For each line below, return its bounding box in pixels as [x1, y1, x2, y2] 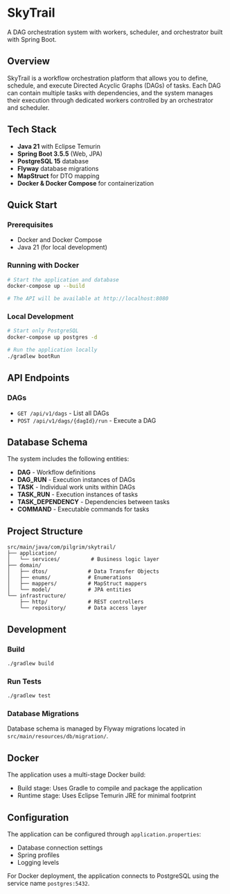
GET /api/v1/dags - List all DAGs [17, 409, 109, 417]
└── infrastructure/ [7, 592, 67, 599]
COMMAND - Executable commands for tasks [17, 505, 150, 514]
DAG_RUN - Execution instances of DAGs [17, 476, 136, 484]
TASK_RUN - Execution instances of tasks [17, 490, 139, 498]
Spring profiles [17, 850, 60, 859]
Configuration [7, 811, 69, 823]
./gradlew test [7, 692, 51, 699]
